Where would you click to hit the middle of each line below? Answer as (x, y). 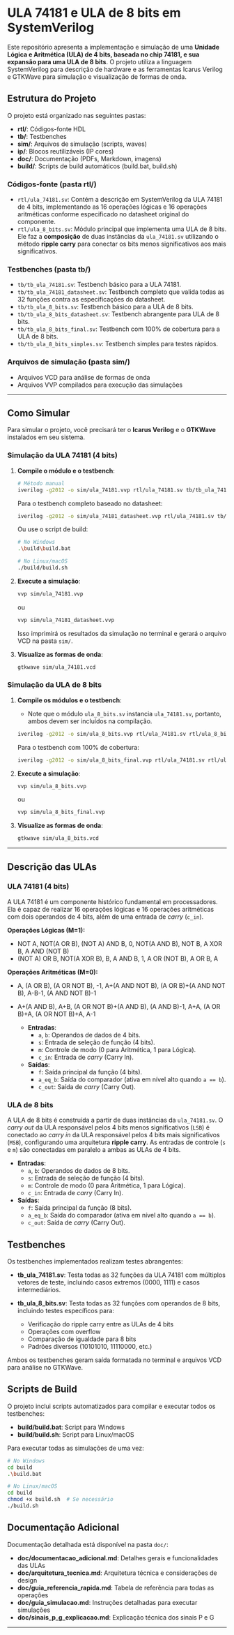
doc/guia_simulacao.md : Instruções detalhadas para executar (107, 1602)
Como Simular (39, 413)
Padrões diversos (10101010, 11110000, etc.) (90, 1346)
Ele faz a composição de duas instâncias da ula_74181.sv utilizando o (118, 237)
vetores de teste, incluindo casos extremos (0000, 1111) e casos (108, 1282)
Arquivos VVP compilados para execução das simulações (100, 385)
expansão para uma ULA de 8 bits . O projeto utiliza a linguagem (100, 61)
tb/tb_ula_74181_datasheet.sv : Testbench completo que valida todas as (121, 292)
